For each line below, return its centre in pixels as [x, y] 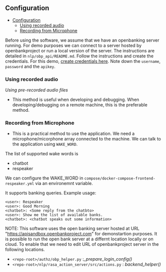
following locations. [25, 250]
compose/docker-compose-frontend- [120, 179]
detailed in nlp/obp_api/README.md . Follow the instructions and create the [79, 56]
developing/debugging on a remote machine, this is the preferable [80, 105]
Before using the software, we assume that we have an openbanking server [82, 40]
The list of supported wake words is [42, 154]
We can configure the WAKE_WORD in [44, 178]
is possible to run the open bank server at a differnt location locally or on [79, 239]
